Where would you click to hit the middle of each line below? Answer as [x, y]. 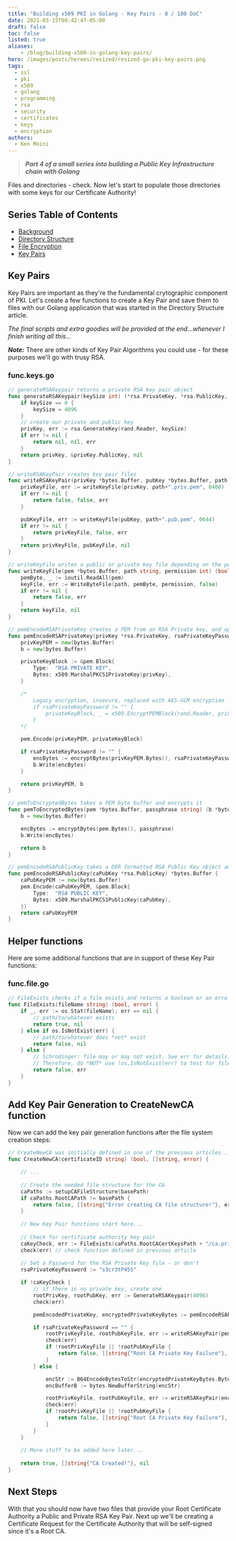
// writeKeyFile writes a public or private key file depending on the [114, 565]
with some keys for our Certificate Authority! [72, 193]
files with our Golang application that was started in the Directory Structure [116, 307]
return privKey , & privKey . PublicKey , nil [82, 455]
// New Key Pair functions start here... [82, 1224]
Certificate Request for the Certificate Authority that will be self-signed [110, 1523]
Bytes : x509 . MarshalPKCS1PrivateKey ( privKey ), [102, 675]
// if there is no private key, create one [97, 1289]
